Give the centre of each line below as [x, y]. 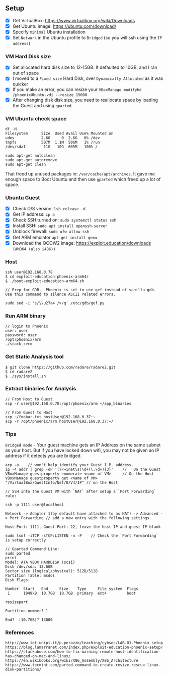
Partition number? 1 [27, 611]
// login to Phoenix [27, 326]
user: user [17, 331]
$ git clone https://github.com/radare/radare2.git [60, 367]
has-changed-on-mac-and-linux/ [38, 656]
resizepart [17, 602]
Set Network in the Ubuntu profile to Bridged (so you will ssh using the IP [87, 38]
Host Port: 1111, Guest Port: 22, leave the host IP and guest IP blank [83, 527]
